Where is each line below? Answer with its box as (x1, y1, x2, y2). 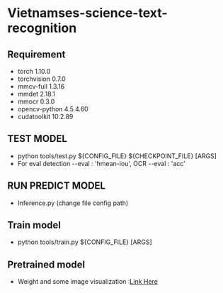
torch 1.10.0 (17, 67, 51, 75)
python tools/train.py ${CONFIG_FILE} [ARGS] (17, 238, 152, 246)
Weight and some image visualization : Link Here (17, 277, 158, 286)
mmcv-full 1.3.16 (17, 82, 65, 90)
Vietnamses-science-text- (7, 5, 168, 21)
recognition (7, 20, 77, 36)
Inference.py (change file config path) (17, 199, 129, 207)
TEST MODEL (7, 133, 67, 145)
